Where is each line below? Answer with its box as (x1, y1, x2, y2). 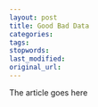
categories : (9, 29, 53, 38)
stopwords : (9, 46, 50, 55)
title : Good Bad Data (9, 21, 90, 30)
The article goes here (9, 86, 88, 98)
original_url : (9, 63, 62, 72)
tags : (9, 37, 29, 47)
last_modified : (9, 54, 66, 63)
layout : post (9, 12, 58, 22)
